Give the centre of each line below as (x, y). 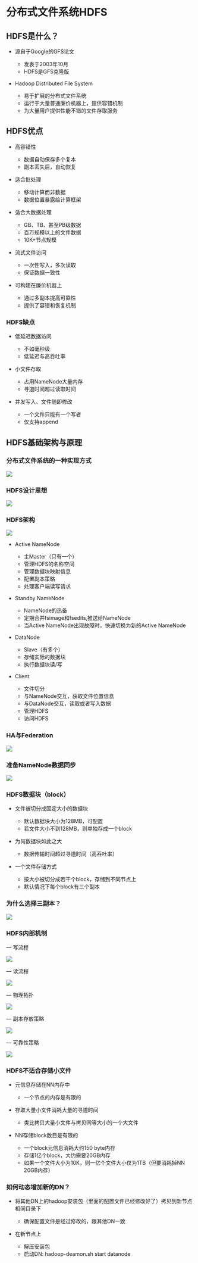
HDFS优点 (25, 131)
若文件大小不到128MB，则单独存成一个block (78, 829)
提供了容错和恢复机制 (50, 305)
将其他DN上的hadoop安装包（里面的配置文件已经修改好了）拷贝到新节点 (103, 1201)
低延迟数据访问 (33, 336)
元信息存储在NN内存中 (42, 1085)
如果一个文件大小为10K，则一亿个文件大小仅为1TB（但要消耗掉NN (104, 1163)
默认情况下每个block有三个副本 (62, 887)
